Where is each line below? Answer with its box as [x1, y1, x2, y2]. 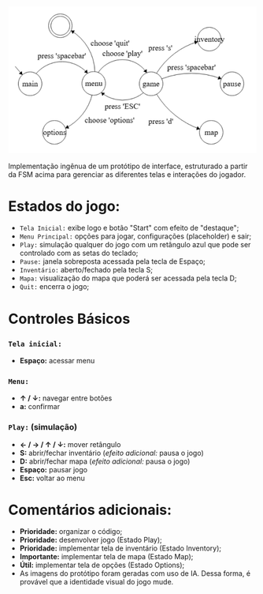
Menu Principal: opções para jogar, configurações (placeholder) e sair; [19, 231, 252, 241]
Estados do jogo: [8, 197, 120, 215]
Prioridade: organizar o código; [19, 527, 123, 536]
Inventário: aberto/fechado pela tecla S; [19, 265, 154, 275]
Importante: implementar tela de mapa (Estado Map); [19, 552, 194, 562]
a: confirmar [19, 402, 61, 412]
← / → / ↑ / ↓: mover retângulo [19, 439, 121, 449]
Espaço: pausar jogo [19, 464, 88, 474]
